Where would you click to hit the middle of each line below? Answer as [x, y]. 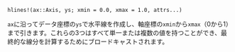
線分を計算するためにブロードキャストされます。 [97, 41]
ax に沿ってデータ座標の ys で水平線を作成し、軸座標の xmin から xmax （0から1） [118, 24]
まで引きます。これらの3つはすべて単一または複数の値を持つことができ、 [114, 33]
